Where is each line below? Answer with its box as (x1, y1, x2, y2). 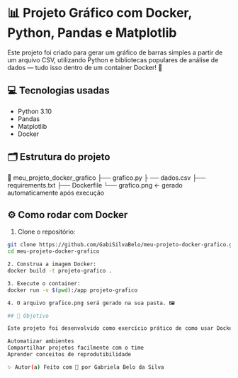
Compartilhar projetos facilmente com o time (7, 344, 144, 352)
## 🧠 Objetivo (7, 312, 50, 319)
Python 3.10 (17, 107, 52, 115)
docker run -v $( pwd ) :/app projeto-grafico (7, 287, 138, 294)
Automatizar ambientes (7, 338, 74, 345)
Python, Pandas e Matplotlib (7, 25, 177, 41)
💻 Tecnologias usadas (7, 85, 110, 97)
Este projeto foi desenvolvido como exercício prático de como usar (7, 325, 214, 332)
